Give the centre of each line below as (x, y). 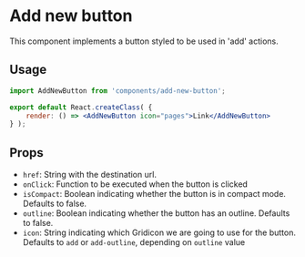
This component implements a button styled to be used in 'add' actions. (144, 41)
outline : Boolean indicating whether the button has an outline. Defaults (156, 213)
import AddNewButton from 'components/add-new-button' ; (117, 91)
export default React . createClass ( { (81, 107)
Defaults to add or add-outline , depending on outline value (134, 242)
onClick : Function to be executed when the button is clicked (135, 184)
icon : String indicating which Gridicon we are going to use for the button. (159, 232)
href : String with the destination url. (90, 175)
